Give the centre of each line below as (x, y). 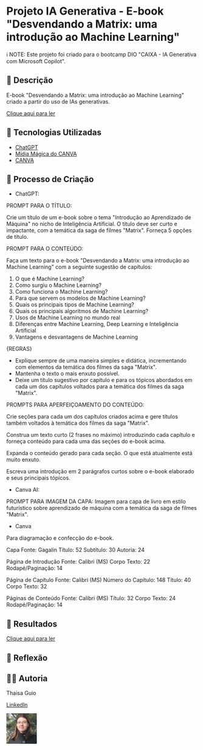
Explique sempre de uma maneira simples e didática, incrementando (101, 361)
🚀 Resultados (32, 624)
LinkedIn (17, 705)
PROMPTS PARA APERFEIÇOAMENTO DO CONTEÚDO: (75, 405)
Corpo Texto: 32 (27, 587)
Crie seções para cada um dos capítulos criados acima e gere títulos (92, 417)
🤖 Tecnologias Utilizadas (54, 133)
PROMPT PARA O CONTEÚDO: (45, 249)
